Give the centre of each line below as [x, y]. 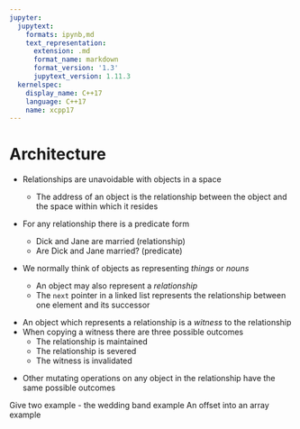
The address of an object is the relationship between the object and [161, 197]
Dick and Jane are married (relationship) [111, 242]
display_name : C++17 [64, 93]
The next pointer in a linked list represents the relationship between [161, 296]
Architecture [58, 155]
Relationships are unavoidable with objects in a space [122, 179]
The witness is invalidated [84, 361]
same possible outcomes [68, 388]
